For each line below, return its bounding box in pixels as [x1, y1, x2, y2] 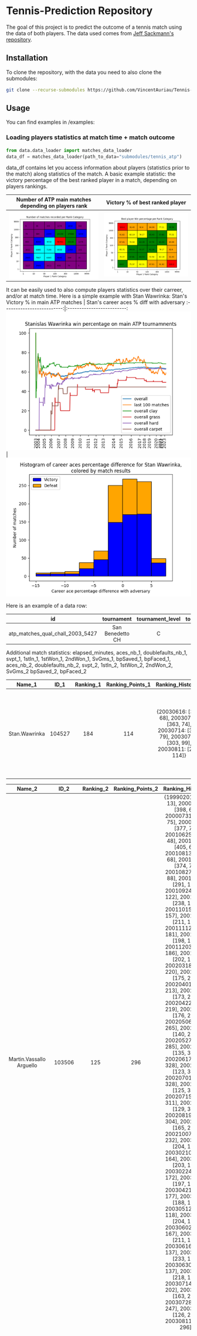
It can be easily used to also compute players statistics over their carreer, [6, 286, 184, 293]
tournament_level [137, 615, 181, 622]
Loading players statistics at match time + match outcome [6, 133, 175, 141]
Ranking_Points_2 [113, 785, 158, 792]
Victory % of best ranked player [106, 199, 186, 206]
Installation [6, 53, 48, 63]
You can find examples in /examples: [6, 119, 95, 126]
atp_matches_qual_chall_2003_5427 [8, 630, 98, 637]
